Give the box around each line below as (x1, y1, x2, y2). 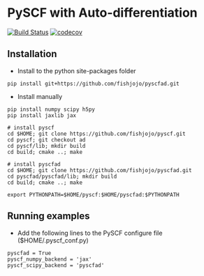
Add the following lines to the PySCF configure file (17, 229, 163, 237)
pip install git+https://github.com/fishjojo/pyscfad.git (7, 80, 180, 87)
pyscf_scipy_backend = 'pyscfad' (7, 261, 105, 269)
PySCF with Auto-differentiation (7, 5, 198, 21)
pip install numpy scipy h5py (7, 106, 96, 113)
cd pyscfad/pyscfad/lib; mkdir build (7, 173, 117, 180)
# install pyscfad (7, 160, 61, 168)
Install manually (17, 92, 63, 100)
